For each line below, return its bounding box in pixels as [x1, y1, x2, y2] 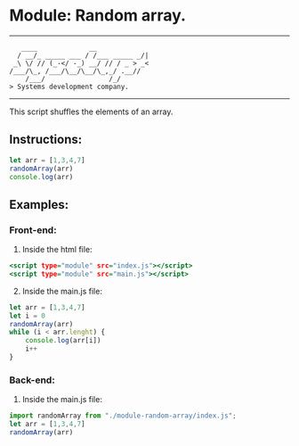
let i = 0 [9, 311, 46, 320]
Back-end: [9, 374, 55, 386]
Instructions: [9, 132, 83, 147]
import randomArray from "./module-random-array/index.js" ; [9, 411, 238, 420]
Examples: [9, 197, 69, 212]
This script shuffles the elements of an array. [9, 106, 174, 117]
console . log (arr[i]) [25, 336, 101, 345]
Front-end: [9, 224, 57, 236]
